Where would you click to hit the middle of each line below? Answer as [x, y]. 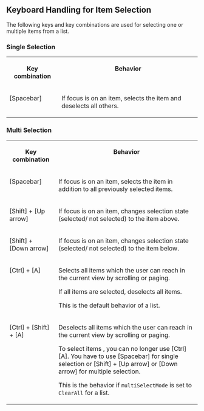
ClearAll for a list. [84, 393]
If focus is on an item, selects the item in [116, 182]
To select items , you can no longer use [114, 349]
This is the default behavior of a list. [109, 305]
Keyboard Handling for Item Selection [79, 10]
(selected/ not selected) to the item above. [119, 219]
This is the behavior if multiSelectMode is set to [125, 385]
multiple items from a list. [38, 31]
